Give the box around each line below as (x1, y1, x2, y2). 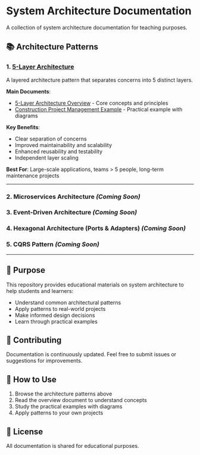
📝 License (6, 426, 43, 437)
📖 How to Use (6, 374, 57, 385)
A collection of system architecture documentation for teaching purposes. (6, 24, 187, 31)
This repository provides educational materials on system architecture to (6, 281, 185, 288)
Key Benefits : (6, 123, 40, 130)
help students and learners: (6, 287, 74, 294)
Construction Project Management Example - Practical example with (14, 105, 183, 113)
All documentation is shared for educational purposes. (6, 442, 139, 449)
